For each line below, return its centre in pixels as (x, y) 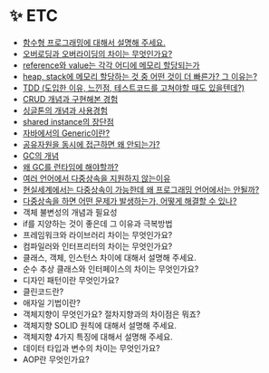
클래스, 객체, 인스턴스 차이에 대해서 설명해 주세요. (110, 257)
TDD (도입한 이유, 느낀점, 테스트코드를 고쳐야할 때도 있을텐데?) (134, 88)
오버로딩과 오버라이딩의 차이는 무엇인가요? (97, 53)
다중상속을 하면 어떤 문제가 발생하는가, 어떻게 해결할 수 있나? (130, 201)
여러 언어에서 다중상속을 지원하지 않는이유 (96, 178)
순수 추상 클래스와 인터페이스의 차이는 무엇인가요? (110, 269)
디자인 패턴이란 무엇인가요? (71, 280)
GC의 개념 (41, 156)
